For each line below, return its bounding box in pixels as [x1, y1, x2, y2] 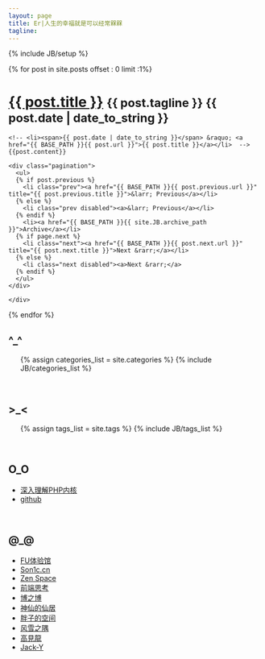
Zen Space [19, 573, 56, 582]
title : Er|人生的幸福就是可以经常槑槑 [8, 19, 123, 27]
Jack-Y [19, 642, 44, 652]
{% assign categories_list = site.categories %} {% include [19, 355, 212, 365]
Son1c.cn [19, 565, 51, 574]
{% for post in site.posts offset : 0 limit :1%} [8, 64, 153, 74]
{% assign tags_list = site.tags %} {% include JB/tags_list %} [19, 424, 223, 433]
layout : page [8, 11, 52, 20]
